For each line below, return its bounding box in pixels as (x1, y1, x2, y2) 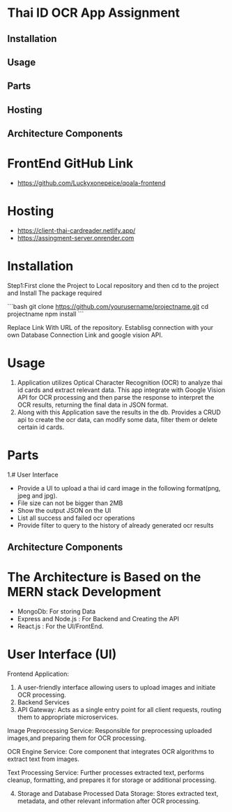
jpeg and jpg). (17, 491, 58, 500)
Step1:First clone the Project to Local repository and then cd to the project (7, 281, 219, 289)
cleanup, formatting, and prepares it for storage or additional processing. (7, 776, 217, 784)
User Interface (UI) (7, 646, 117, 662)
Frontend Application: (7, 669, 70, 679)
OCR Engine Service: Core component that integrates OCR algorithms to (7, 748, 215, 756)
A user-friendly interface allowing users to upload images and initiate (17, 683, 216, 692)
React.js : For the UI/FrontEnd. (17, 622, 104, 630)
